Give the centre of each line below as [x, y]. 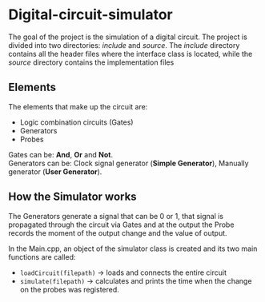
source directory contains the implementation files [91, 62]
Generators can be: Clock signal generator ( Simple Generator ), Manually [129, 163]
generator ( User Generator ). [55, 171]
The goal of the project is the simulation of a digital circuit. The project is [128, 37]
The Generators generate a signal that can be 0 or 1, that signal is [116, 216]
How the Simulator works [73, 197]
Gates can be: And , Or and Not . [61, 154]
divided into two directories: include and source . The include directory [124, 45]
